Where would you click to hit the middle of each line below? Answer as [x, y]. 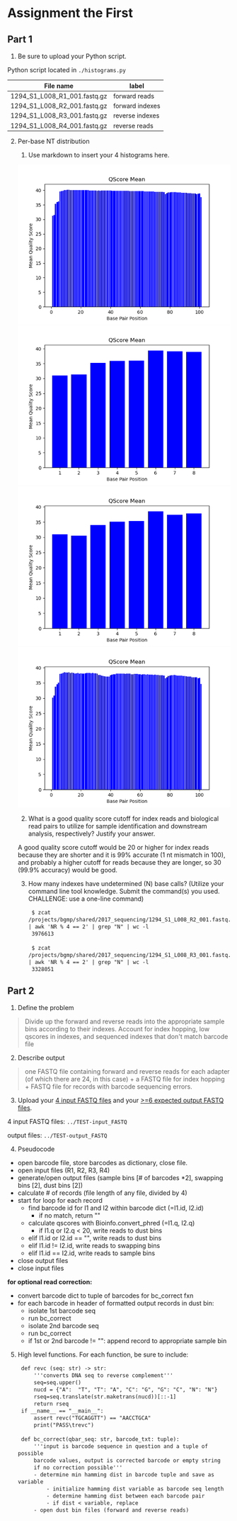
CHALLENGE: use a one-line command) [86, 899]
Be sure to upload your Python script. [72, 56]
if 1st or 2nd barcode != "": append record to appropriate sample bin [127, 1341]
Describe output [41, 1058]
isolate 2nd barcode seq [63, 1326]
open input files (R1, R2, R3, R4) [64, 1170]
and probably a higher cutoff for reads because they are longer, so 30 [119, 862]
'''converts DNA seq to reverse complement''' [103, 1376]
